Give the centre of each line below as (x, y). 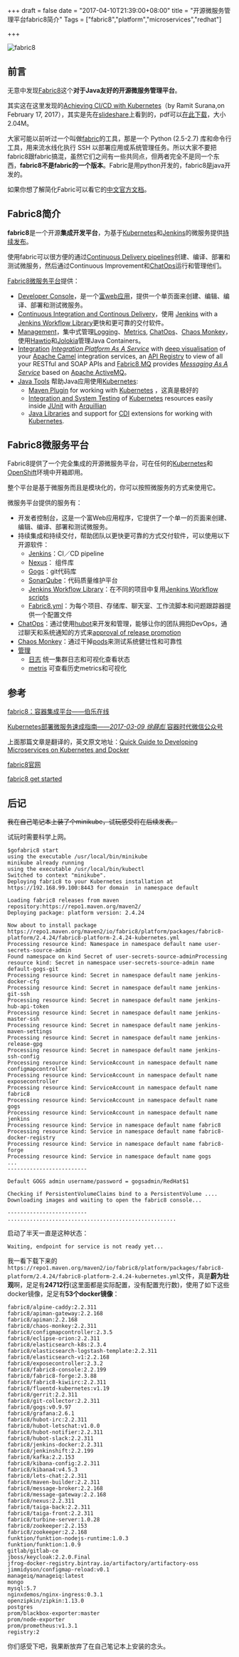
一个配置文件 (53, 615)
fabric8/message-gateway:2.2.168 (57, 1495)
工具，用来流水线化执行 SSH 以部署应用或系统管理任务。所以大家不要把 (112, 147)
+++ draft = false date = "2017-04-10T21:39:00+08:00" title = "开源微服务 (116, 10)
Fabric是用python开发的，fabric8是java (167, 165)
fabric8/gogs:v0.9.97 (39, 1407)
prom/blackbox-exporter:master (54, 1613)
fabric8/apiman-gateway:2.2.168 (55, 1314)
